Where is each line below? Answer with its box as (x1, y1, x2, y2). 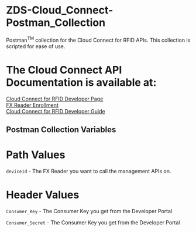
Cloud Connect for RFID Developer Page (6, 95, 104, 102)
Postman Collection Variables (6, 125, 116, 135)
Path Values (6, 148, 66, 162)
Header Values (6, 189, 80, 201)
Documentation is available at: (6, 76, 157, 89)
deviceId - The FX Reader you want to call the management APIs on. (6, 167, 171, 174)
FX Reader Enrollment (6, 101, 59, 109)
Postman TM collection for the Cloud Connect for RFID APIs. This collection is (6, 35, 191, 43)
